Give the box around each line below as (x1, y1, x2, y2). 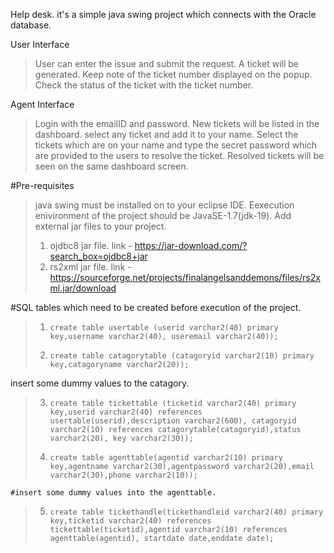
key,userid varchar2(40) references (49, 407, 203, 417)
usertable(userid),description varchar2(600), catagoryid (49, 416, 297, 426)
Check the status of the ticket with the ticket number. (34, 79, 254, 91)
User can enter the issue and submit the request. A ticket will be (34, 58, 300, 69)
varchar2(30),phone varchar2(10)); (49, 470, 198, 480)
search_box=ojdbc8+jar (49, 250, 148, 262)
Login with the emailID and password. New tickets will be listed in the (34, 118, 320, 129)
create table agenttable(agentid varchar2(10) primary (49, 453, 283, 463)
